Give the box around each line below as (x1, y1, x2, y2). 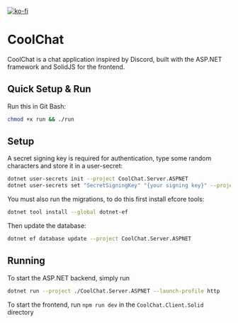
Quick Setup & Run (7, 83, 91, 95)
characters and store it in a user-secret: (7, 162, 123, 170)
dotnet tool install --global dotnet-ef (7, 209, 129, 216)
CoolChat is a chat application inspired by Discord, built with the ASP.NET (7, 55, 222, 63)
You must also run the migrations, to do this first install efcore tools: (7, 195, 205, 204)
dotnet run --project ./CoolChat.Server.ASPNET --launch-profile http (7, 288, 220, 295)
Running (7, 255, 46, 267)
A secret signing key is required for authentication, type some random (7, 154, 212, 163)
